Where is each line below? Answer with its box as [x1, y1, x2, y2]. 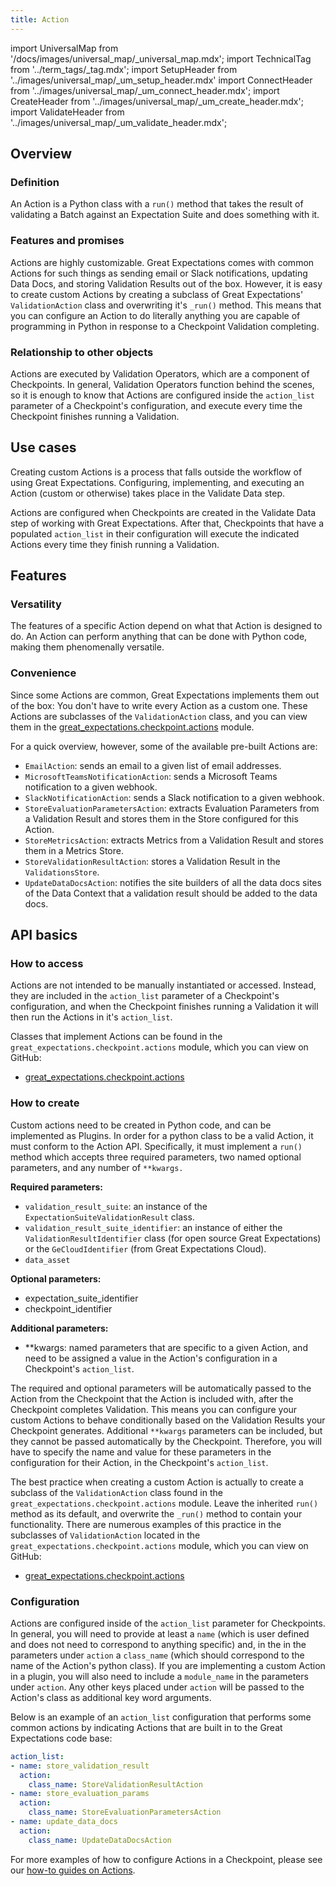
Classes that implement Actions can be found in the [10, 1031, 223, 1043]
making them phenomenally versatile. [10, 641, 165, 653]
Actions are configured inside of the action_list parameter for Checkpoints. [10, 1617, 326, 1629]
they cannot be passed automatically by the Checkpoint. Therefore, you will [10, 1435, 322, 1447]
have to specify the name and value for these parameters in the [10, 1446, 272, 1458]
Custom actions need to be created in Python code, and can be [10, 1119, 272, 1131]
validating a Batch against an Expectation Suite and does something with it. [10, 209, 320, 221]
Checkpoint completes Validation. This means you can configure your [10, 1403, 298, 1415]
